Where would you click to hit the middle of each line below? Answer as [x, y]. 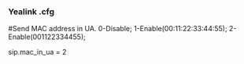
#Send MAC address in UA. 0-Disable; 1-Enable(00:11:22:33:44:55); [118, 29]
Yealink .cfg [31, 12]
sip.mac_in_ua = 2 [37, 52]
